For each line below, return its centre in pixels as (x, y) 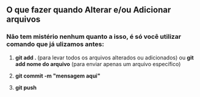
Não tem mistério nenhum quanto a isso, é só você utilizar (94, 37)
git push (26, 87)
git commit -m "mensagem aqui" (58, 76)
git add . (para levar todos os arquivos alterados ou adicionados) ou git (104, 58)
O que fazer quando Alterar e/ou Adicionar (89, 10)
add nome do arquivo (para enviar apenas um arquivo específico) (98, 64)
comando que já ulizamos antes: (55, 44)
